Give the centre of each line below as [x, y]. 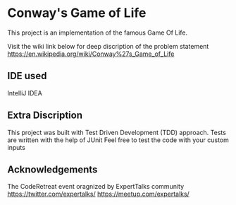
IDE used [27, 76]
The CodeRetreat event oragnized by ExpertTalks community [96, 187]
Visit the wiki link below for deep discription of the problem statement [108, 46]
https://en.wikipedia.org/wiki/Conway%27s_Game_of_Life [91, 54]
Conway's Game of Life [77, 13]
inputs [17, 147]
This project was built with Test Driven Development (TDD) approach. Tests [117, 132]
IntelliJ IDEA [25, 93]
